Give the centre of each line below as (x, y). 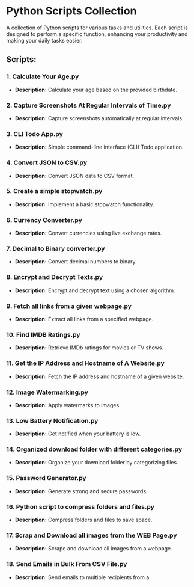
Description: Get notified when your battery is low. (78, 434)
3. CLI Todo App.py (35, 134)
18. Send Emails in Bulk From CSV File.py (67, 564)
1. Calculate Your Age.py (43, 76)
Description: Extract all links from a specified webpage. (84, 319)
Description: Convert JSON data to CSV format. (74, 176)
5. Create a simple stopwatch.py (54, 191)
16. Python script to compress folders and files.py (80, 506)
